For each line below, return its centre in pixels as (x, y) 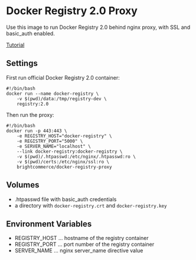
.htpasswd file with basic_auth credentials (66, 199)
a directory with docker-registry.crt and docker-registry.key (91, 205)
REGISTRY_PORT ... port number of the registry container (84, 244)
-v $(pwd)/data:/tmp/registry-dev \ (62, 98)
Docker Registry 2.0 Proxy (72, 11)
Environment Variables (49, 224)
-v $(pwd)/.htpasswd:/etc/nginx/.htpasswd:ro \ (76, 157)
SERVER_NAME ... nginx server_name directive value (79, 251)
